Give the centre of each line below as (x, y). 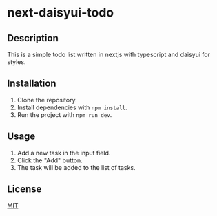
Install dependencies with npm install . (72, 107)
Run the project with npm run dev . (64, 114)
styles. (17, 62)
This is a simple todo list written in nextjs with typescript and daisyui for (108, 54)
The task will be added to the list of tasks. (76, 167)
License (24, 190)
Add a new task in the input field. (64, 153)
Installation (32, 84)
